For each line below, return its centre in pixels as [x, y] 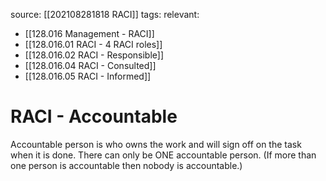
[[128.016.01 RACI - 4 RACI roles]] [93, 44]
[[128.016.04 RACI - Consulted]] [90, 65]
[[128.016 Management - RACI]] [89, 33]
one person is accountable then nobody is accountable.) [126, 165]
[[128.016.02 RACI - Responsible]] [94, 55]
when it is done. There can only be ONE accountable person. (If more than [163, 155]
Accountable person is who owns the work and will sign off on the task [156, 144]
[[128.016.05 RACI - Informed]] [88, 76]
